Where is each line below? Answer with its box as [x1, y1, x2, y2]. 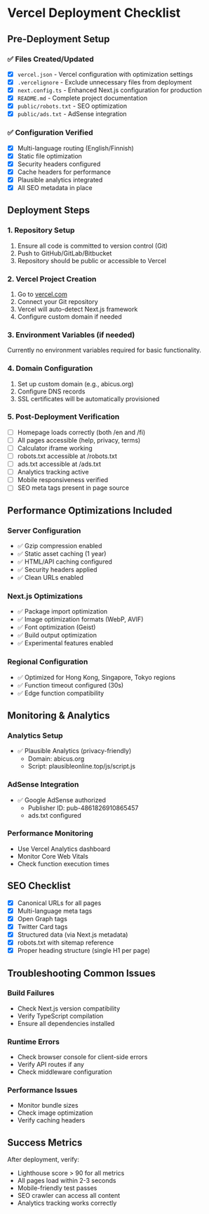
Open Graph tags [17, 914, 68, 923]
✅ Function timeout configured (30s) [17, 681, 124, 689]
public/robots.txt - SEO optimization [17, 102, 128, 110]
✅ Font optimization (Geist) [17, 623, 96, 631]
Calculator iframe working [17, 443, 93, 452]
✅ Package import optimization [17, 607, 108, 616]
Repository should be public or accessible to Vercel [17, 256, 167, 265]
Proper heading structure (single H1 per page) [17, 947, 151, 955]
